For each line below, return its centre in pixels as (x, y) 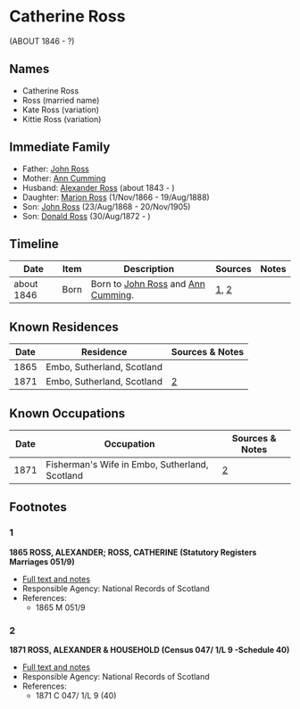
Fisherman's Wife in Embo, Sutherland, (127, 464)
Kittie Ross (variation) (62, 119)
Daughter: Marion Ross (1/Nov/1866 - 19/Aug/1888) (116, 197)
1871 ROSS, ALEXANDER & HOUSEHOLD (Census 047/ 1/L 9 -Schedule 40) (150, 649)
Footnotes (38, 507)
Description (149, 269)
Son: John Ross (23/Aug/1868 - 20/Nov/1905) (106, 206)
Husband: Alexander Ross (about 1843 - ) (98, 187)
